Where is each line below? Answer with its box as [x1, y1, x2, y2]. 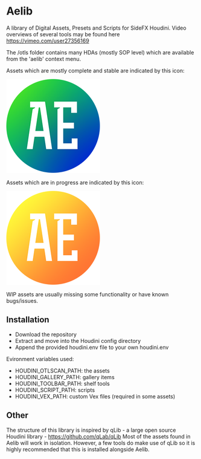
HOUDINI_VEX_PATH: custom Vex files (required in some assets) [14, 392, 176, 400]
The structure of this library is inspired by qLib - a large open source [6, 426, 176, 434]
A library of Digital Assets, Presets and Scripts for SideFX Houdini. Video [6, 24, 187, 31]
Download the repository [14, 331, 77, 338]
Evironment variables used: [6, 355, 74, 362]
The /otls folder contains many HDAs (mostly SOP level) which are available [6, 48, 194, 56]
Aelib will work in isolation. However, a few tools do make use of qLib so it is [6, 439, 196, 446]
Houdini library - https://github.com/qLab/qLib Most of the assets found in [6, 432, 191, 440]
